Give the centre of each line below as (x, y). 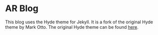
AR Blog (22, 9)
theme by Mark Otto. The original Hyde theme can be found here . (72, 27)
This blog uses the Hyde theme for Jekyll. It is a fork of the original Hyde (79, 22)
